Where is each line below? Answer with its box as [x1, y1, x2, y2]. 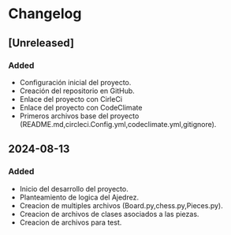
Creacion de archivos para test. [19, 218, 122, 227]
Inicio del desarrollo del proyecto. [19, 184, 129, 193]
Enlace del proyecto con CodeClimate [19, 103, 143, 112]
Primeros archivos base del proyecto [19, 111, 140, 121]
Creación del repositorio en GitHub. [19, 86, 136, 95]
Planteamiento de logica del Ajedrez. [19, 192, 140, 202]
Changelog [8, 5, 82, 23]
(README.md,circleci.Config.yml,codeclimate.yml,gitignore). [19, 119, 217, 129]
